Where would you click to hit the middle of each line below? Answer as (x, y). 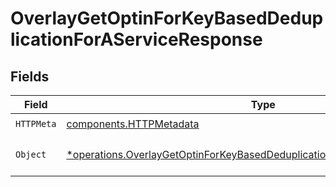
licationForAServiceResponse (136, 39)
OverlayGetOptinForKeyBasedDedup (167, 18)
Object (31, 154)
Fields (30, 76)
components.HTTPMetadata (133, 124)
